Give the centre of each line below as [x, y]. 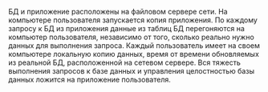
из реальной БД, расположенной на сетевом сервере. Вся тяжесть [124, 62]
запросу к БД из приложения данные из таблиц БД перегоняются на [126, 28]
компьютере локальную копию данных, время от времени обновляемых [134, 54]
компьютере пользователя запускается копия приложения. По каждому [133, 20]
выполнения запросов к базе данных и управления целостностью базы [132, 71]
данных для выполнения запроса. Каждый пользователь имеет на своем [134, 46]
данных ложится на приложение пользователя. [89, 80]
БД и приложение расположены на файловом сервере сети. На [118, 12]
